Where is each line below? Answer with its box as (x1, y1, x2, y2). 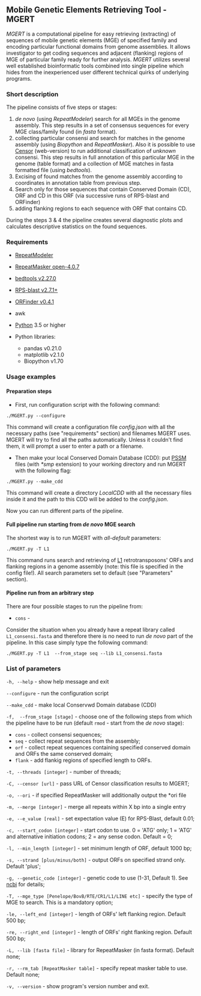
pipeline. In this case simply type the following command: (6, 639, 148, 646)
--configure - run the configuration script (6, 690, 109, 697)
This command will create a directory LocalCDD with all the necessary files (6, 489, 192, 496)
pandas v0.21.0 (23, 345, 62, 352)
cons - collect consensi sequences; (14, 731, 102, 738)
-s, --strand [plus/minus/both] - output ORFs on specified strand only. (6, 856, 186, 864)
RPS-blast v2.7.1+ (14, 286, 58, 294)
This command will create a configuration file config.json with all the (6, 423, 175, 430)
